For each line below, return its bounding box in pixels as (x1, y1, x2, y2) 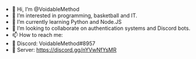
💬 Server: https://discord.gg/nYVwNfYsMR (11, 46, 117, 53)
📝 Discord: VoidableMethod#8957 (11, 40, 96, 47)
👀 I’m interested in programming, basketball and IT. (11, 12, 137, 19)
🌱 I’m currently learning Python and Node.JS (11, 18, 122, 25)
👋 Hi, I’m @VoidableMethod (11, 6, 79, 13)
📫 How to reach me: (11, 32, 63, 38)
